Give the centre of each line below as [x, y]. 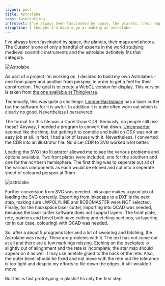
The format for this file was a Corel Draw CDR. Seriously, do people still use [82, 122]
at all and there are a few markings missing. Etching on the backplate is [77, 243]
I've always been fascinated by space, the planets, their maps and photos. [80, 42]
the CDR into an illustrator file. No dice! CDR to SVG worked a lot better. [77, 142]
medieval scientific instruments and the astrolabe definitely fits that [73, 52]
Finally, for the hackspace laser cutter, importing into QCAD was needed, [79, 208]
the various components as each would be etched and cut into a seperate [80, 168]
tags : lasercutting [25, 19]
